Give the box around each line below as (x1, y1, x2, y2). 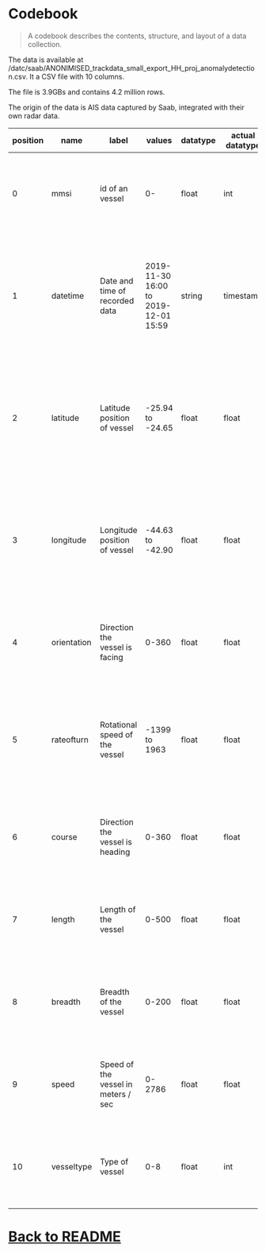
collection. (27, 39, 62, 48)
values (146, 134, 173, 145)
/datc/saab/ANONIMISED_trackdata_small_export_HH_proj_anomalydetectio (8, 63, 255, 72)
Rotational (100, 719, 138, 730)
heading (100, 846, 131, 857)
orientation (51, 636, 93, 647)
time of (100, 285, 127, 296)
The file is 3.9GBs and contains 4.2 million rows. (8, 87, 165, 96)
